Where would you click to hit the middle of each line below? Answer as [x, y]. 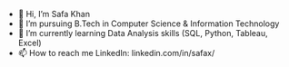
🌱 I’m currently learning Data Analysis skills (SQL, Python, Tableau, [143, 33]
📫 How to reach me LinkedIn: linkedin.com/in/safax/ [116, 53]
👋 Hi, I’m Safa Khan [54, 14]
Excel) [30, 43]
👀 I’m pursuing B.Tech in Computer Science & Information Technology [149, 24]
